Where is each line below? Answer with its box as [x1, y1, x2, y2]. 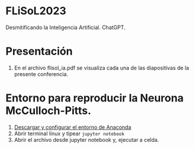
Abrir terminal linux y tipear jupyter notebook [14, 129, 125, 137]
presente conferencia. [14, 70, 69, 78]
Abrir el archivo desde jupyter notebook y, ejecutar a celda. [14, 136, 159, 143]
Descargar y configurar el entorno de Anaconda [14, 123, 132, 131]
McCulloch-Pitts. [5, 104, 91, 118]
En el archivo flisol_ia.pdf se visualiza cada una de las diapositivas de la [14, 64, 189, 71]
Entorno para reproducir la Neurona [5, 91, 184, 105]
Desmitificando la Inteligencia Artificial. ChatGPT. [5, 24, 126, 31]
